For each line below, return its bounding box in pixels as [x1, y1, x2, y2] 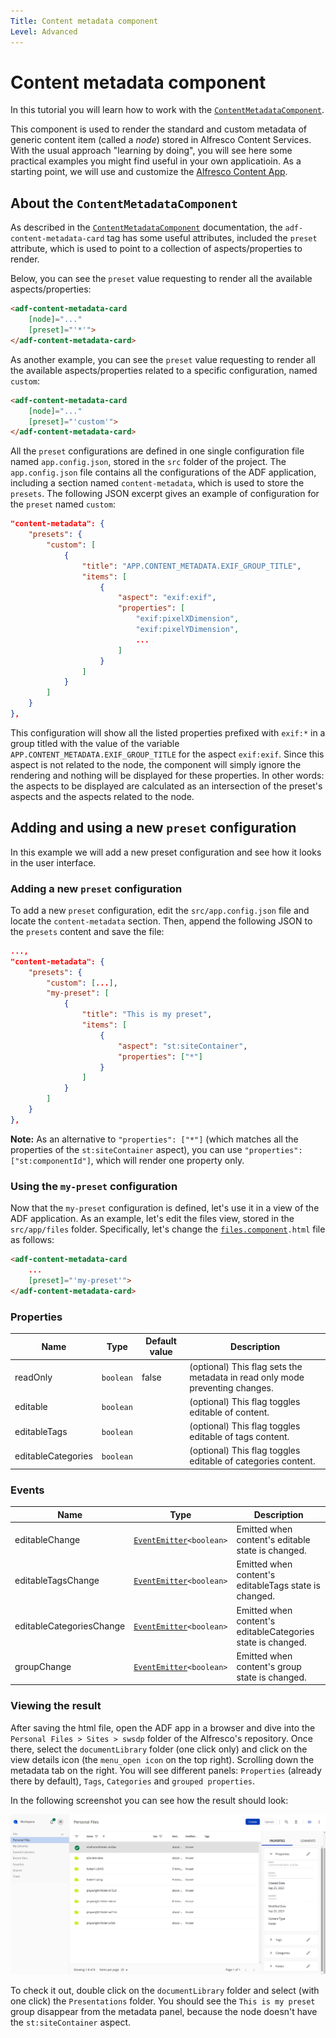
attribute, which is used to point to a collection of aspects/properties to [10, 243, 303, 255]
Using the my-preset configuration [10, 1179, 178, 1193]
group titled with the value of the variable [10, 737, 180, 749]
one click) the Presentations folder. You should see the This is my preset [10, 1995, 316, 2007]
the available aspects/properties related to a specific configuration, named [10, 364, 318, 376]
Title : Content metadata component [10, 16, 159, 26]
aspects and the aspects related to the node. [10, 790, 195, 802]
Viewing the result [10, 1699, 102, 1713]
